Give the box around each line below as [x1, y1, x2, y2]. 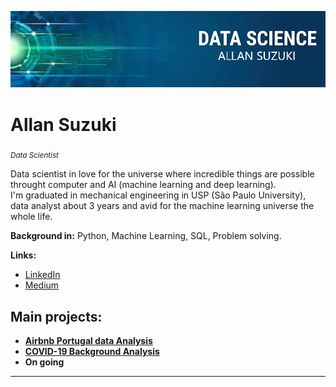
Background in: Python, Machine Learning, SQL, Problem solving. [10, 230, 282, 242]
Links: [10, 249, 37, 261]
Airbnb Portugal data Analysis [24, 335, 153, 347]
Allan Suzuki [10, 113, 117, 136]
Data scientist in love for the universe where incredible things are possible [10, 168, 315, 180]
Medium [24, 279, 60, 291]
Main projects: [10, 308, 103, 325]
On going [24, 356, 65, 368]
